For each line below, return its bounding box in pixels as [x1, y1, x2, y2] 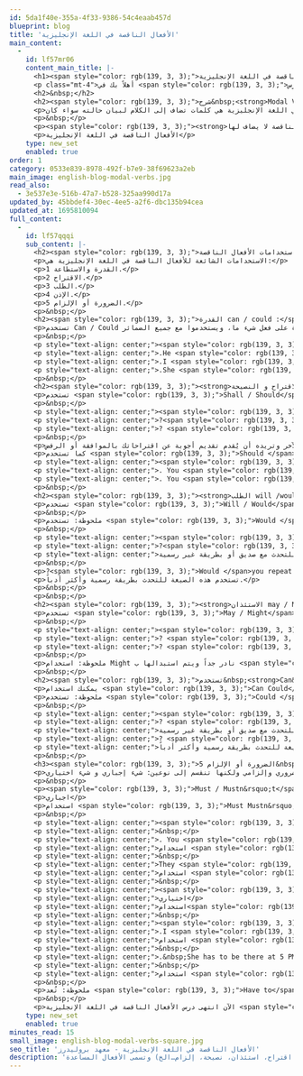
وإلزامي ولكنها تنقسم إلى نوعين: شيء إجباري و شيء [78, 768, 272, 777]
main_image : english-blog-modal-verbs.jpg [9, 172, 171, 181]
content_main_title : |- [25, 64, 115, 73]
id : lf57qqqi [25, 231, 75, 240]
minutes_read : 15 [9, 1027, 75, 1037]
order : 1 [9, 155, 42, 165]
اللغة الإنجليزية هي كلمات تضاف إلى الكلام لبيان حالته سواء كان [45, 106, 289, 115]
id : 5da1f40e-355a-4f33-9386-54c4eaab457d [9, 13, 171, 23]
